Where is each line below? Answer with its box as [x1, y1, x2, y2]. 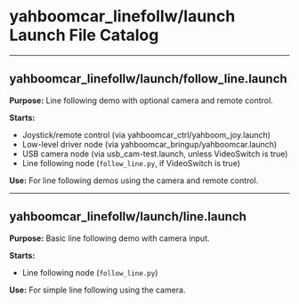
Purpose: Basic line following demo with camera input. [9, 233, 211, 244]
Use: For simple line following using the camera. [9, 284, 186, 295]
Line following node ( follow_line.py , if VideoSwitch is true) [21, 157, 240, 168]
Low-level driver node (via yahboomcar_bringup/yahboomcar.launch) [21, 139, 278, 149]
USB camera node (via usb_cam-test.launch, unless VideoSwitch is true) [21, 148, 288, 159]
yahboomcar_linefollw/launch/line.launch [9, 209, 247, 224]
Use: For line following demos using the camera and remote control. [9, 175, 259, 186]
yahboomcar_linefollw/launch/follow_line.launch [9, 71, 287, 86]
